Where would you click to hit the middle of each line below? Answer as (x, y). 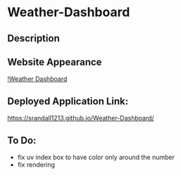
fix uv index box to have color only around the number (96, 157)
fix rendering (36, 165)
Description (33, 38)
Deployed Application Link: (68, 101)
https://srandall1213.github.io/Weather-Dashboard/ (81, 118)
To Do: (22, 140)
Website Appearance (55, 62)
